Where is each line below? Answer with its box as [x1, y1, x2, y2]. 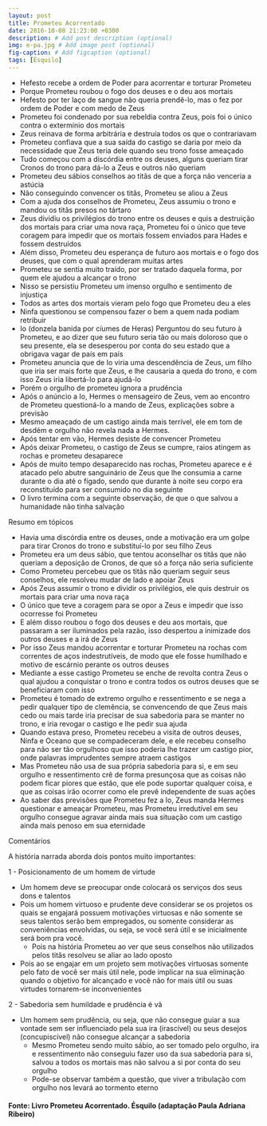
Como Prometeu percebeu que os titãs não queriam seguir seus [19, 566, 230, 576]
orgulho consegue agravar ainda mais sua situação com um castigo [19, 812, 242, 821]
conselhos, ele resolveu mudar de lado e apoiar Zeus [19, 575, 194, 585]
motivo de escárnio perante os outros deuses [19, 659, 170, 669]
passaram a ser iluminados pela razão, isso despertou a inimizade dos [19, 625, 251, 635]
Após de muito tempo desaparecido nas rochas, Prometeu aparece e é [19, 459, 253, 469]
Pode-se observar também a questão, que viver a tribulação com [31, 1074, 246, 1084]
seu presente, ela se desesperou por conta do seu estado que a [19, 341, 230, 350]
